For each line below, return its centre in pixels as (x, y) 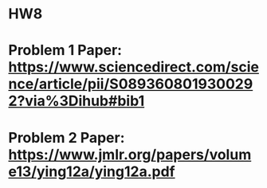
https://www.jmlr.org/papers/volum (130, 154)
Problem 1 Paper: (65, 51)
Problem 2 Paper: (67, 137)
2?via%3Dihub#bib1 (77, 101)
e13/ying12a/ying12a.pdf (92, 171)
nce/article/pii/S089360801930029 (131, 84)
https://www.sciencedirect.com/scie (133, 67)
